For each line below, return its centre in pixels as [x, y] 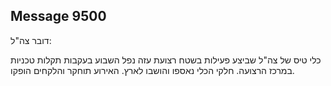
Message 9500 [58, 16]
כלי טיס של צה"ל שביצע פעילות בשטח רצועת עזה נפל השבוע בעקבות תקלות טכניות [166, 60]
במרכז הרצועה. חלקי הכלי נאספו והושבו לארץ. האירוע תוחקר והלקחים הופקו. [152, 70]
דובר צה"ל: [31, 40]
